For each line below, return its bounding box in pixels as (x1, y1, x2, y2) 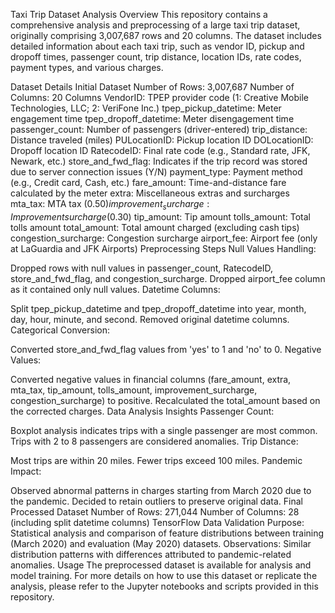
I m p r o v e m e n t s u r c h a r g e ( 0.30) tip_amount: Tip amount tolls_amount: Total (10, 210, 311, 223)
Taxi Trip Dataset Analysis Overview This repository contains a (10, 9, 268, 20)
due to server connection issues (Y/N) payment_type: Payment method (10, 166, 303, 178)
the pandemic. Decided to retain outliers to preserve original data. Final (10, 495, 303, 507)
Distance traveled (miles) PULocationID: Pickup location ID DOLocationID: (10, 134, 314, 146)
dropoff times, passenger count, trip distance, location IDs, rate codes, (10, 51, 302, 63)
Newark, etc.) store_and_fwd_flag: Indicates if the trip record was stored (10, 155, 308, 167)
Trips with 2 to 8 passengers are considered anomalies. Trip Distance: (10, 435, 299, 447)
